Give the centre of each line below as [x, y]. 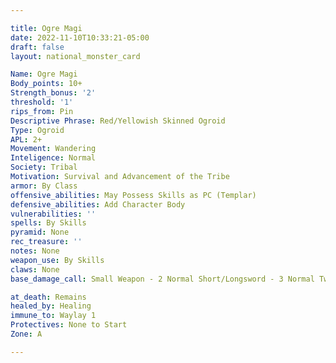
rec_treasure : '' [46, 242]
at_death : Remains [48, 297]
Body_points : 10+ [46, 84]
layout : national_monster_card [75, 56]
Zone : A [26, 334]
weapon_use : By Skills [57, 260]
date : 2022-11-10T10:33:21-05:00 [80, 37]
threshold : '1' [42, 102]
